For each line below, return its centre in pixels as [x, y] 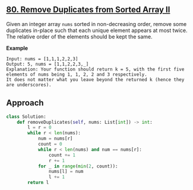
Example [17, 48]
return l [38, 183]
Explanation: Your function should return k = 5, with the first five [95, 69]
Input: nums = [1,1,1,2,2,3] [42, 59]
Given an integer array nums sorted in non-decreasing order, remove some [96, 24]
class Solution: [26, 117]
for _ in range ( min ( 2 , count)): [78, 166]
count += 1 [62, 155]
